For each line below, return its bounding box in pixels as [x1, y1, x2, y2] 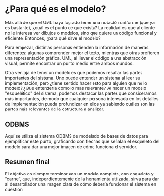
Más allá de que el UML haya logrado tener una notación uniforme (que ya [5, 20, 155, 25]
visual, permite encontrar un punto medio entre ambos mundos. [5, 60, 134, 66]
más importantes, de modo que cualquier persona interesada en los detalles [5, 95, 159, 101]
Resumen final [5, 158, 50, 166]
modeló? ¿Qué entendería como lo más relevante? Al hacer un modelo [5, 85, 147, 91]
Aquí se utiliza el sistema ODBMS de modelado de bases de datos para [5, 133, 148, 139]
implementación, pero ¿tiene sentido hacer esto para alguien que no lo [5, 80, 148, 86]
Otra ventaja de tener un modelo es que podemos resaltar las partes [5, 69, 143, 75]
